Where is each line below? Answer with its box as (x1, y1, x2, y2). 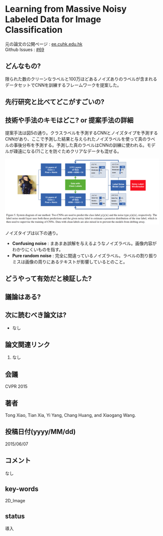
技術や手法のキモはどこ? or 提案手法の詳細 (5, 116, 134, 124)
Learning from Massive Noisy (5, 3, 127, 15)
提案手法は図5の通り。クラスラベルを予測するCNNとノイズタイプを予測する (5, 130, 158, 136)
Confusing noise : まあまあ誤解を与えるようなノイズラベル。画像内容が (12, 241, 157, 246)
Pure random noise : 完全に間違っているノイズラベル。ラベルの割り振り (12, 253, 158, 259)
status (5, 512, 25, 520)
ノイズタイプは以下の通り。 (5, 230, 61, 236)
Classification (5, 24, 62, 35)
